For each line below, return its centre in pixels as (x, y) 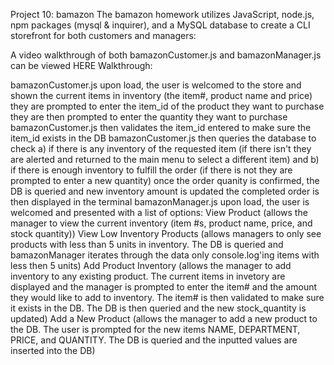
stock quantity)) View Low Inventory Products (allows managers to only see (166, 233)
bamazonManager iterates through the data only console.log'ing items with (165, 255)
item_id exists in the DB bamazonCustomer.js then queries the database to (163, 138)
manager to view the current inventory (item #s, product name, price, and (161, 223)
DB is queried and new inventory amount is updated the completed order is (165, 191)
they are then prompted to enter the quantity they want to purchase (149, 117)
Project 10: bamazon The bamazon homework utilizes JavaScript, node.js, (162, 14)
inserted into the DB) (53, 350)
